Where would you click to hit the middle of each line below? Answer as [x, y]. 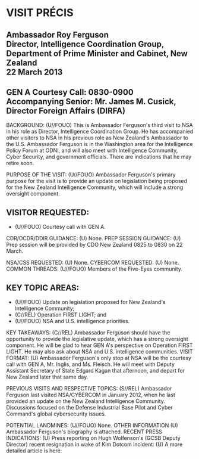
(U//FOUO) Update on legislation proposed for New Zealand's [90, 302]
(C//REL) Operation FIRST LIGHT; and [61, 315]
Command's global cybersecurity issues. [56, 414]
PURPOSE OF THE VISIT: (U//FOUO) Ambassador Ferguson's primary [91, 175]
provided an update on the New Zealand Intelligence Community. [86, 401]
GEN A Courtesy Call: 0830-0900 [70, 92]
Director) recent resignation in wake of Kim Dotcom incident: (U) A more [94, 445]
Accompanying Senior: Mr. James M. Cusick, [91, 101]
